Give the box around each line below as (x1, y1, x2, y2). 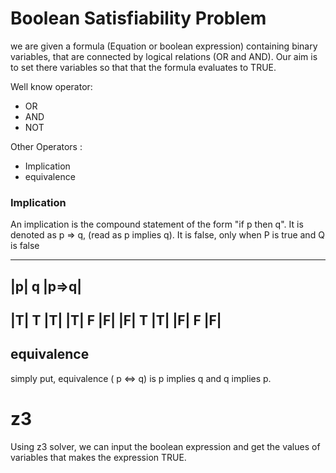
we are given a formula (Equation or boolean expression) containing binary (10, 40, 318, 52)
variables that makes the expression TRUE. (10, 451, 187, 463)
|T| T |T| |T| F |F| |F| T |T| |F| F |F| (10, 312, 222, 329)
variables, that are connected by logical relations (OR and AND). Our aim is (10, 50, 318, 62)
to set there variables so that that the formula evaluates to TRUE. (10, 61, 277, 73)
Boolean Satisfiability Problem (10, 7, 267, 30)
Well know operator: (10, 80, 93, 92)
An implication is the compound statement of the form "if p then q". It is (10, 218, 304, 231)
